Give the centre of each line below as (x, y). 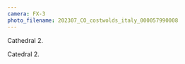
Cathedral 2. (25, 40)
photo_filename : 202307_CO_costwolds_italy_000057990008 (93, 20)
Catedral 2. (24, 54)
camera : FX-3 (26, 14)
